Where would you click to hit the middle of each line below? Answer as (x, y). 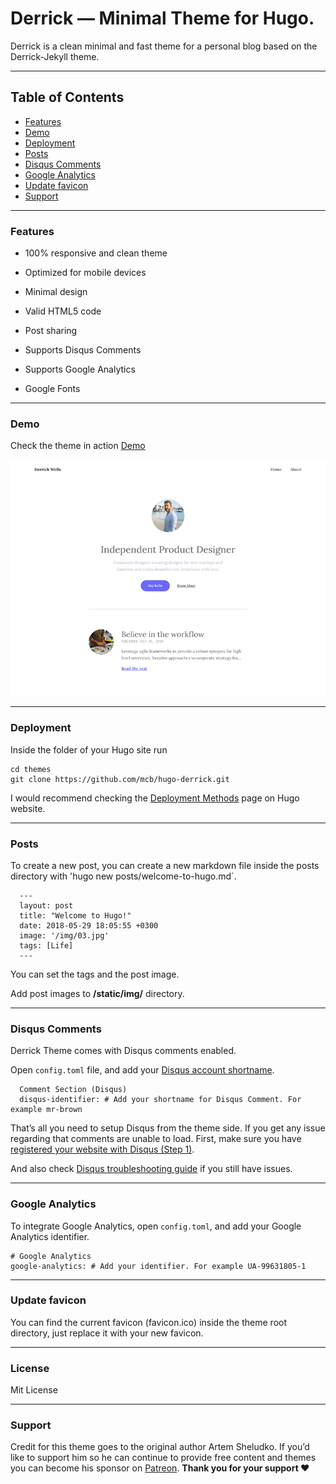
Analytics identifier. (50, 1236)
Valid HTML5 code (63, 311)
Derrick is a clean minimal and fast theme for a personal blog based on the (164, 46)
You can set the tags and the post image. (95, 974)
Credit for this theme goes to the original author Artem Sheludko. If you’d (160, 1447)
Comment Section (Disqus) (73, 1090)
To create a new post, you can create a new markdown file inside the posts (165, 865)
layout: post (46, 905)
